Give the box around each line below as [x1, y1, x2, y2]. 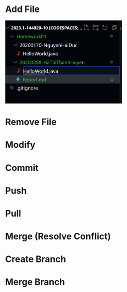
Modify [5, 139, 36, 150]
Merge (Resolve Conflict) [5, 231, 111, 242]
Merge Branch [5, 276, 65, 288]
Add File [5, 3, 40, 15]
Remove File [5, 116, 57, 128]
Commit [5, 162, 39, 173]
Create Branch [5, 253, 66, 265]
